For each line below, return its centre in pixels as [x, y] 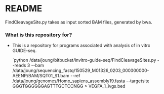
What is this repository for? [39, 35]
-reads [19, 65]
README [24, 9]
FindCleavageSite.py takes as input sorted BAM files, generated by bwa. [79, 22]
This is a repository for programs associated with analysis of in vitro [81, 46]
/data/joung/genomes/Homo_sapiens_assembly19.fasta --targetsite [81, 81]
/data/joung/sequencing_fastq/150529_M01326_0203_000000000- [81, 70]
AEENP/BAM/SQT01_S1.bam [41, 76]
